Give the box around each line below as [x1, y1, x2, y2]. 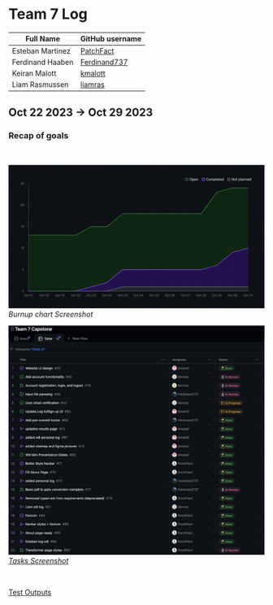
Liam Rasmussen [11, 80, 69, 89]
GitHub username [80, 34, 142, 44]
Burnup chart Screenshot [8, 310, 93, 320]
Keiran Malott [11, 68, 57, 78]
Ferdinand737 [80, 57, 128, 67]
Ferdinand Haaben [11, 57, 74, 67]
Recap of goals [8, 130, 69, 141]
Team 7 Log [8, 5, 88, 24]
